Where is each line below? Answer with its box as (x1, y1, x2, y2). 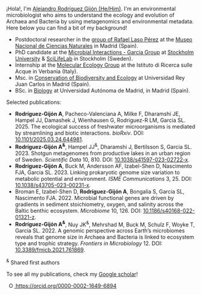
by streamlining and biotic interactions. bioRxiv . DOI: (14, 129, 145, 136)
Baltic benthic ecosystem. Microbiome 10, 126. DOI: (14, 207, 142, 214)
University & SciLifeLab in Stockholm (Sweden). (14, 55, 133, 62)
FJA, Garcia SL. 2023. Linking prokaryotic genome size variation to (14, 168, 180, 176)
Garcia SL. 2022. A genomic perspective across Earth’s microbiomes (14, 227, 185, 234)
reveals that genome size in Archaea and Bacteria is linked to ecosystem (14, 234, 194, 241)
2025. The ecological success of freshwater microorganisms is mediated (14, 123, 196, 130)
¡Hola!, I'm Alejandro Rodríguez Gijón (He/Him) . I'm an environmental (6, 5, 176, 12)
